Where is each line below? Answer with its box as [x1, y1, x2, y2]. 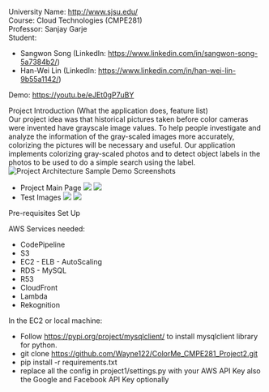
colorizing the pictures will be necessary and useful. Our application [8, 140, 236, 149]
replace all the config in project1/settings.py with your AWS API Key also [19, 366, 261, 376]
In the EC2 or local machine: [8, 316, 103, 325]
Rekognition [19, 300, 61, 309]
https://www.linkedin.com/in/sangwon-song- [108, 49, 258, 58]
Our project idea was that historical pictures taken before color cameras [8, 114, 249, 124]
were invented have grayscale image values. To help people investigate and [8, 123, 262, 132]
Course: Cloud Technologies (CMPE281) [8, 15, 143, 25]
